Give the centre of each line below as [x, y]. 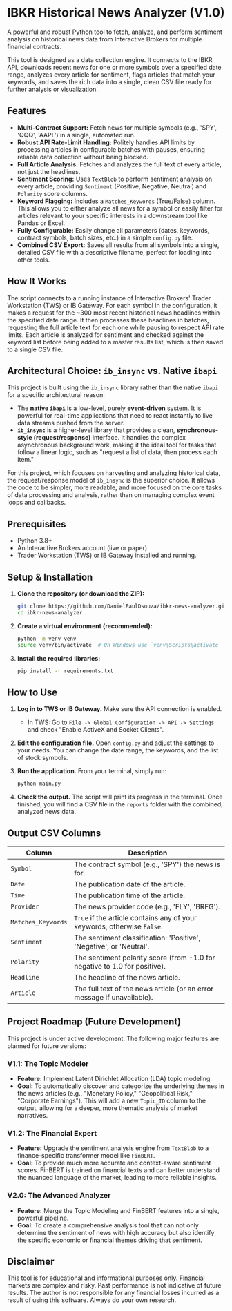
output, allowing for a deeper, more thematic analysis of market [107, 1108]
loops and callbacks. [37, 503]
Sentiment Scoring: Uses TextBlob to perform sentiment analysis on [115, 179]
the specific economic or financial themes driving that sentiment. [109, 1240]
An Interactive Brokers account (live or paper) [82, 548]
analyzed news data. [47, 812]
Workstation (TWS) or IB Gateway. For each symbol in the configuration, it [112, 305]
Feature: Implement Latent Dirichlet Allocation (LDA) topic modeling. [115, 1078]
